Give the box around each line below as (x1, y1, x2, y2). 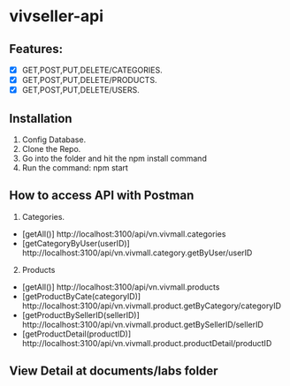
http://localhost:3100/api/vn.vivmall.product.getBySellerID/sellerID (21, 319, 263, 329)
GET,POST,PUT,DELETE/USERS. (21, 85, 140, 95)
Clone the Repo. (21, 144, 81, 154)
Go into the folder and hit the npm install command (21, 153, 208, 163)
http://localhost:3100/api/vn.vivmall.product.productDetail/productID (21, 337, 272, 348)
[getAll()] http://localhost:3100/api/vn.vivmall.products (21, 281, 220, 292)
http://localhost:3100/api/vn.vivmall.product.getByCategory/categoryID (21, 300, 281, 311)
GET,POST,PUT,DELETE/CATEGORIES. (21, 64, 163, 75)
